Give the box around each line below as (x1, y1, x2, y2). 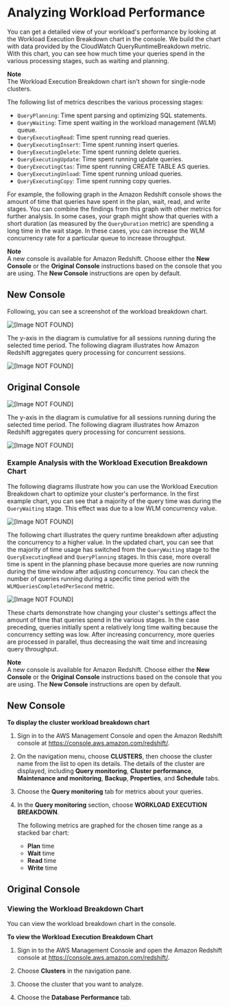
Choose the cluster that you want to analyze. (16, 980, 144, 988)
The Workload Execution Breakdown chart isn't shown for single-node (7, 77, 206, 85)
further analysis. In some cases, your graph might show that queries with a (7, 211, 218, 220)
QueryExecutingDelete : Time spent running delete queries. (16, 148, 182, 156)
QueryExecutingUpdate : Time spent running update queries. (16, 154, 184, 163)
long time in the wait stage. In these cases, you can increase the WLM (7, 227, 205, 235)
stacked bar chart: (16, 829, 69, 837)
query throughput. (7, 645, 59, 653)
